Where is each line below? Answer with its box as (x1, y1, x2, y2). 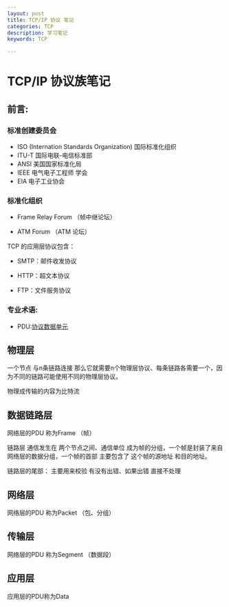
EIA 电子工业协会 (17, 177, 65, 185)
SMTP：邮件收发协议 (17, 257, 77, 266)
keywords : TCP (7, 36, 48, 43)
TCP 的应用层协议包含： (7, 242, 76, 250)
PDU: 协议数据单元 (17, 322, 69, 330)
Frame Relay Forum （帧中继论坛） (17, 213, 116, 221)
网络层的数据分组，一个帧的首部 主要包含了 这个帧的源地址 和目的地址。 (7, 452, 211, 461)
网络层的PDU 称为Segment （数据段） (7, 550, 116, 559)
